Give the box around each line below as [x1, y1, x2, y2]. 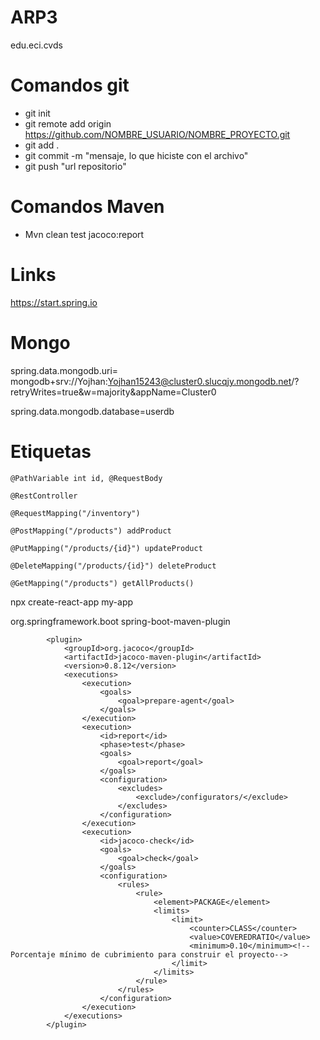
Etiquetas [10, 440, 92, 463]
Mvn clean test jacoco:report [24, 228, 145, 240]
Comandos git [10, 74, 130, 97]
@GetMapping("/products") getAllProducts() [10, 578, 195, 588]
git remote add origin [24, 117, 112, 130]
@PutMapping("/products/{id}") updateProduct [10, 543, 203, 553]
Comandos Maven [10, 196, 165, 218]
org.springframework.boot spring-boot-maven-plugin [10, 615, 231, 627]
